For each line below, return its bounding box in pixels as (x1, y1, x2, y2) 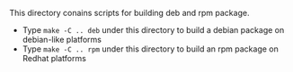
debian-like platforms (22, 35, 102, 44)
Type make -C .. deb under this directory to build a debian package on (22, 25, 285, 35)
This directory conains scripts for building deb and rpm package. (9, 8, 250, 18)
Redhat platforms (22, 53, 87, 63)
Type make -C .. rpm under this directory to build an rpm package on (22, 44, 279, 54)
